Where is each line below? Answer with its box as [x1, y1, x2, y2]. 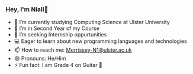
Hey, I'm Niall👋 [5, 5, 49, 14]
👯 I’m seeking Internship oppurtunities [14, 31, 107, 38]
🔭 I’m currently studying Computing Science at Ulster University [14, 19, 170, 26]
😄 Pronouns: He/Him [14, 55, 66, 62]
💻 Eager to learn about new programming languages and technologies [14, 38, 187, 45]
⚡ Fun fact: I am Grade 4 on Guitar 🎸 [14, 62, 103, 69]
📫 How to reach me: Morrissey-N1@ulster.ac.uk [14, 46, 132, 53]
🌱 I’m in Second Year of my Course [14, 25, 100, 32]
